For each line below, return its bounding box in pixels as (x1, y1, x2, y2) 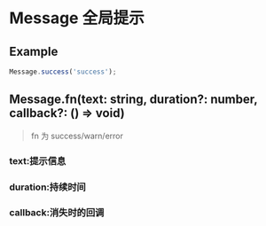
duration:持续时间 (9, 181, 86, 193)
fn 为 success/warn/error (30, 130, 124, 141)
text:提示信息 (9, 154, 66, 167)
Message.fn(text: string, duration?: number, (9, 92, 258, 107)
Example (9, 43, 59, 58)
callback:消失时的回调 (9, 207, 105, 219)
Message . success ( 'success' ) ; (9, 67, 117, 76)
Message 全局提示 (9, 8, 145, 28)
